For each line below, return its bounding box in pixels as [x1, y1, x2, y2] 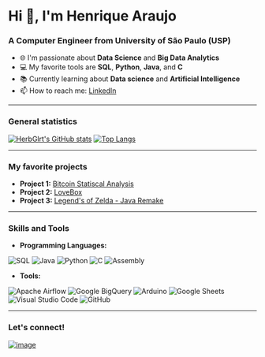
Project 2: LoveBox [19, 188, 83, 197]
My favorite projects [8, 161, 88, 172]
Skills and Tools [8, 223, 69, 233]
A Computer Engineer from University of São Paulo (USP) [8, 35, 231, 46]
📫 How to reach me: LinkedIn [19, 86, 117, 95]
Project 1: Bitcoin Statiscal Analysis [19, 179, 134, 188]
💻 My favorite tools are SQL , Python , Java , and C [19, 62, 183, 72]
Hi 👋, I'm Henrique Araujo [8, 7, 177, 25]
